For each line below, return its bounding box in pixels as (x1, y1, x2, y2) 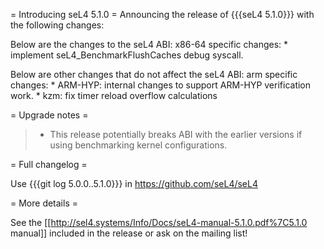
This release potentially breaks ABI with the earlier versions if (49, 129, 303, 140)
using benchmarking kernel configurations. (49, 139, 228, 151)
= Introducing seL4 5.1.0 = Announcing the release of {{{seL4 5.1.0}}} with (10, 9, 315, 20)
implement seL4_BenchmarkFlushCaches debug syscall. (10, 49, 244, 61)
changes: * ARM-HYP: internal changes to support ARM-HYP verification (10, 79, 312, 91)
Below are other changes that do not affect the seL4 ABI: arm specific (10, 69, 298, 80)
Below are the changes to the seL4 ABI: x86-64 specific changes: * (10, 39, 289, 50)
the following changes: (10, 19, 105, 31)
